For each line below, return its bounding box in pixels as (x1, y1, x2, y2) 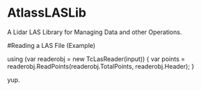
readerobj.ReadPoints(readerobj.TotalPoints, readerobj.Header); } (7, 62, 195, 70)
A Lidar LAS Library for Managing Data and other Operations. (7, 28, 182, 36)
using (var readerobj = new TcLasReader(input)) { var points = (7, 54, 186, 63)
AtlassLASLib (7, 5, 87, 21)
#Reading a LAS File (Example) (7, 41, 96, 49)
